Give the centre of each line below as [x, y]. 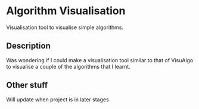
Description [28, 46]
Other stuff [27, 85]
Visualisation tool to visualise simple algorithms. [65, 27]
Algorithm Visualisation [66, 11]
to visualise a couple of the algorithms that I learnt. [69, 66]
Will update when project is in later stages [57, 100]
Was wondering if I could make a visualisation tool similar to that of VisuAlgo [100, 60]
